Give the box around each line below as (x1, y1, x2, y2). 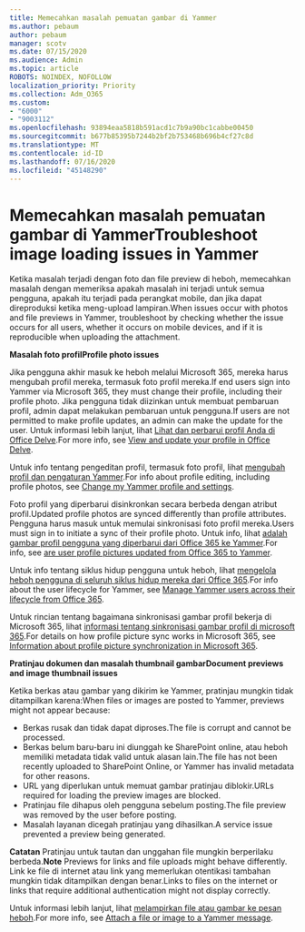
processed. (22, 732, 65, 743)
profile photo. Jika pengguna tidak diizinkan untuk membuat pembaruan (9, 396, 280, 407)
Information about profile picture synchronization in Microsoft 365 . (9, 641, 259, 652)
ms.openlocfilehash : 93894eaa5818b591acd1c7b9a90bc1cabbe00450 (9, 124, 254, 133)
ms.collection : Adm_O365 (9, 89, 103, 98)
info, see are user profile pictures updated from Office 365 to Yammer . (9, 547, 272, 558)
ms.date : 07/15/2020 (9, 47, 88, 56)
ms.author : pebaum (9, 22, 79, 31)
